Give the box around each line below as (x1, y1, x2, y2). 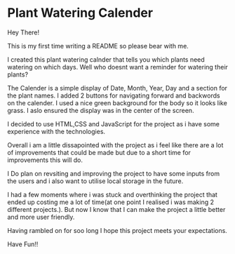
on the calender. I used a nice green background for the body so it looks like (7, 98, 228, 107)
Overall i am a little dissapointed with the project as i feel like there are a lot (7, 140, 224, 149)
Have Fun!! (7, 240, 39, 248)
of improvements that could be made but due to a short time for (7, 148, 192, 156)
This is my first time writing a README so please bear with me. (7, 41, 189, 50)
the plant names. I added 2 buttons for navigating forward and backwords (7, 91, 220, 100)
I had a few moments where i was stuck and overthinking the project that (7, 190, 217, 199)
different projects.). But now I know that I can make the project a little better (7, 205, 226, 213)
